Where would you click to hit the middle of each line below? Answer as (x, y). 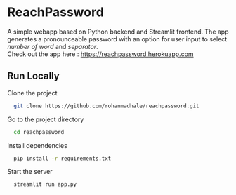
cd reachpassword (39, 132)
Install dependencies (38, 145)
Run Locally (33, 76)
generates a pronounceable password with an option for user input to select (117, 39)
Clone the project (32, 93)
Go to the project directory (46, 119)
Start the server (30, 172)
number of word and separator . (53, 46)
